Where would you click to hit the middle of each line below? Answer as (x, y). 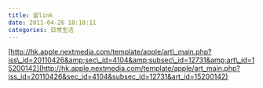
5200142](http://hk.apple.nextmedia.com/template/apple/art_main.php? (124, 69)
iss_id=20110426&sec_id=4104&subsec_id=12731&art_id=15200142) (118, 77)
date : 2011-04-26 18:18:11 (52, 23)
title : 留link (31, 15)
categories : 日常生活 (41, 30)
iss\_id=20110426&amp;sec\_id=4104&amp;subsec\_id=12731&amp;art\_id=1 (131, 60)
